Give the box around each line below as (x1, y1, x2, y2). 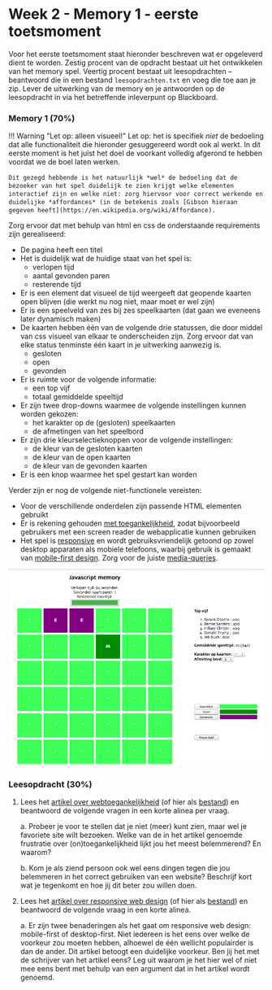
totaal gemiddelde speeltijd (32, 392, 123, 402)
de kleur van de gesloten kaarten (32, 444, 144, 454)
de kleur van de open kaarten (32, 452, 132, 462)
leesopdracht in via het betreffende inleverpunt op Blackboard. (8, 92, 218, 102)
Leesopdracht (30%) (8, 778, 93, 790)
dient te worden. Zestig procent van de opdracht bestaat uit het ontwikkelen (8, 58, 263, 68)
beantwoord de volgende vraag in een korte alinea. (19, 905, 192, 915)
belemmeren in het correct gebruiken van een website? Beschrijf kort (19, 872, 253, 882)
